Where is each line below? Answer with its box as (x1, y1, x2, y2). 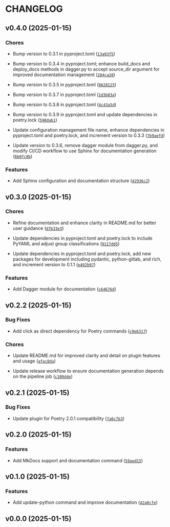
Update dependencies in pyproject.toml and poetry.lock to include (12, 235, 153, 241)
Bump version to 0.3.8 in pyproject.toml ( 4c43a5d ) (12, 101, 117, 107)
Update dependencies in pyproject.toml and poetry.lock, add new (12, 250, 151, 257)
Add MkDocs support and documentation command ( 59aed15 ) (12, 457, 143, 463)
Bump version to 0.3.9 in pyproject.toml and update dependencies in (12, 111, 158, 117)
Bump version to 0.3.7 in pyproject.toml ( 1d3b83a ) (12, 91, 117, 98)
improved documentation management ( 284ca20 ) (12, 71, 116, 78)
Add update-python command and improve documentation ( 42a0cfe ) (12, 499, 158, 505)
